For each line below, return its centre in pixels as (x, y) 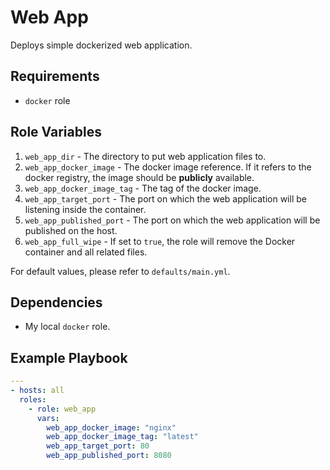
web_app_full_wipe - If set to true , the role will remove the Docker (160, 241)
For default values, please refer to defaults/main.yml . (120, 271)
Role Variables (56, 132)
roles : (33, 399)
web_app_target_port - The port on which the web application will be (165, 198)
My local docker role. (67, 327)
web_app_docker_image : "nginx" (111, 427)
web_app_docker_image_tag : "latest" (122, 437)
